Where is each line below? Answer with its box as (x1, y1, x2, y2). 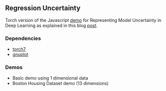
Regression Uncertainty (5, 4, 81, 12)
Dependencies (5, 35, 41, 42)
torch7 (12, 46, 26, 52)
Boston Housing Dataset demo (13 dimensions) (12, 81, 109, 87)
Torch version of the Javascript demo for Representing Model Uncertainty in (5, 17, 162, 23)
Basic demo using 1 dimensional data (12, 75, 88, 81)
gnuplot (12, 52, 28, 58)
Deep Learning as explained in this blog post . (5, 22, 98, 28)
